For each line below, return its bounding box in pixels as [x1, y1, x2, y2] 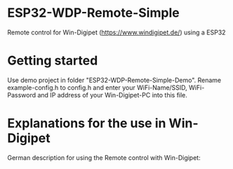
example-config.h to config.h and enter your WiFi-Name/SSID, [7, 83, 187, 92]
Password [7, 90, 36, 99]
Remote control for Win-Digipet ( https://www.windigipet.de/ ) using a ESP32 [7, 28, 226, 36]
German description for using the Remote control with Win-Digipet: [7, 153, 201, 162]
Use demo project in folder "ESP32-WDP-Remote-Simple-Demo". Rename [7, 76, 222, 84]
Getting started [7, 53, 98, 69]
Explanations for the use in [7, 116, 166, 131]
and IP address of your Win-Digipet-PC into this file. [37, 90, 188, 99]
